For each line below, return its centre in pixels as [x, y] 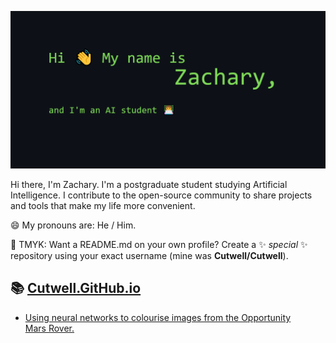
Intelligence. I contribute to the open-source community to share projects [161, 195]
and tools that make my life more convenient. [103, 205]
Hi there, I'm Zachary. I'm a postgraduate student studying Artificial [149, 184]
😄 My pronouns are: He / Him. [73, 225]
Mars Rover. [49, 328]
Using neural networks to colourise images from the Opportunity [158, 317]
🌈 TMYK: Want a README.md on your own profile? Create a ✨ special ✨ [159, 244]
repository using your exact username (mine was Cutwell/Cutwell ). [149, 255]
